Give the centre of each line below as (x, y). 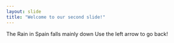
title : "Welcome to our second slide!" (56, 17)
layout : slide (24, 11)
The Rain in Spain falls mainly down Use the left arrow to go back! (87, 34)
